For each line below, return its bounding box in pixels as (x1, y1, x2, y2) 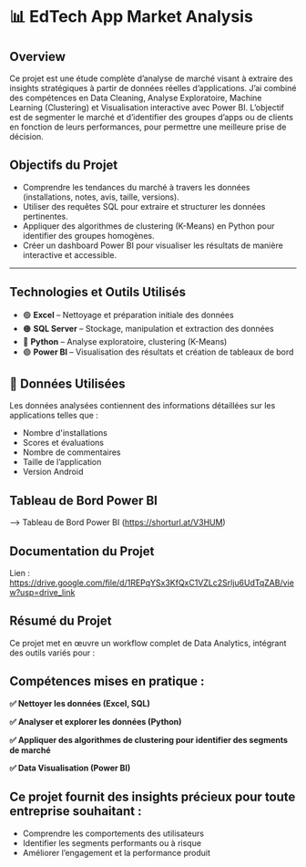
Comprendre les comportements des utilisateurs (22, 828, 205, 839)
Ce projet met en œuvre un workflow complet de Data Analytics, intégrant (9, 637, 287, 648)
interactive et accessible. (22, 249, 117, 260)
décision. (9, 131, 44, 141)
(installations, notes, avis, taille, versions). (22, 191, 179, 202)
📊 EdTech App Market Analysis (9, 6, 253, 27)
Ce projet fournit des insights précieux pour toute (9, 790, 296, 805)
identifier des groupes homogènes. (22, 230, 155, 241)
